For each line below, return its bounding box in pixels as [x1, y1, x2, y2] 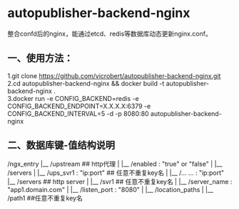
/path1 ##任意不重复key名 [7, 193, 83, 202]
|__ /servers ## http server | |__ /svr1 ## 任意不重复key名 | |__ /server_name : [7, 177, 233, 186]
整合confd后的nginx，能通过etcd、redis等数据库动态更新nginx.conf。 [7, 29, 212, 38]
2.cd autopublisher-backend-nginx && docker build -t [7, 79, 165, 87]
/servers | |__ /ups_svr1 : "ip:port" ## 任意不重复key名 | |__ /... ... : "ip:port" [7, 168, 225, 177]
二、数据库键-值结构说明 [7, 139, 116, 151]
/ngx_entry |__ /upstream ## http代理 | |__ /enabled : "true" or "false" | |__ [7, 159, 223, 168]
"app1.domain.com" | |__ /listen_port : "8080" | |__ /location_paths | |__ [7, 185, 214, 193]
